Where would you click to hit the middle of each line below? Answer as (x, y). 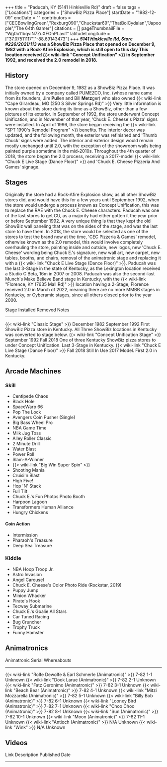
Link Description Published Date (38, 755)
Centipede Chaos (30, 396)
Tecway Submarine (32, 606)
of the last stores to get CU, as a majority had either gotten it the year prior (82, 215)
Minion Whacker (29, 596)
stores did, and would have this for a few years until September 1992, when (82, 200)
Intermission (25, 535)
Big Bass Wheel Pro (33, 423)
